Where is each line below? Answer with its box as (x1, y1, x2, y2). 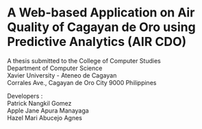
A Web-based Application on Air (7, 5, 195, 21)
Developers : (7, 91, 43, 100)
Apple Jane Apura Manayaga (7, 106, 89, 115)
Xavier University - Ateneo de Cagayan (7, 71, 117, 80)
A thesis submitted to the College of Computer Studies (7, 56, 161, 64)
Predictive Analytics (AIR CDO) (7, 34, 187, 49)
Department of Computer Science (7, 64, 103, 72)
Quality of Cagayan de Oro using (7, 19, 197, 35)
